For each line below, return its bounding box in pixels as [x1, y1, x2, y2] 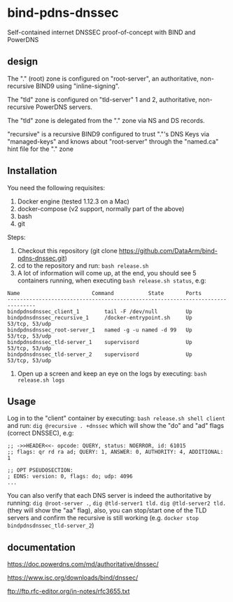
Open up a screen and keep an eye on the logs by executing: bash [17, 369, 207, 378]
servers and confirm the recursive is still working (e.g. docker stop [7, 514, 199, 522]
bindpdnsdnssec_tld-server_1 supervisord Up [7, 338, 192, 345]
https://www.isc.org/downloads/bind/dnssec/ [7, 573, 139, 582]
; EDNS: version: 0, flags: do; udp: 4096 [7, 473, 133, 480]
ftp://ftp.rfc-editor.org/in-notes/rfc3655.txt [7, 587, 130, 596]
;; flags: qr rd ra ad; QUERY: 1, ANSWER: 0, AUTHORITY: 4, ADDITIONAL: [7, 449, 224, 456]
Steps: [7, 233, 26, 241]
